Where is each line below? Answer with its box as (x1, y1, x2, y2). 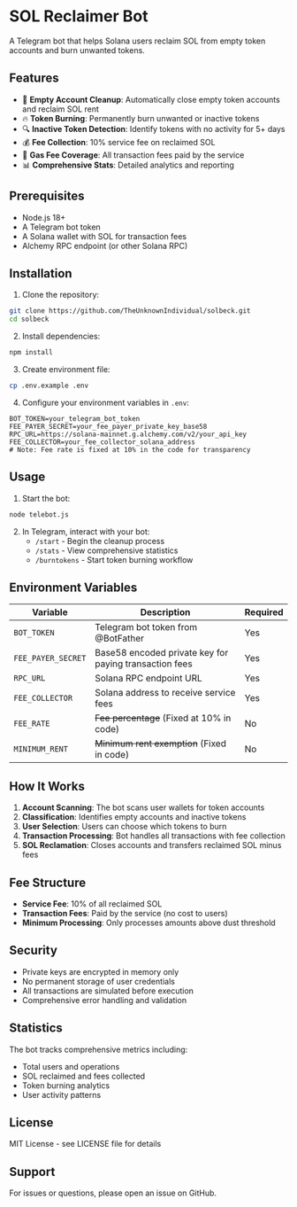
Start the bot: (21, 493, 71, 503)
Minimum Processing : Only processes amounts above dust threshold (21, 917, 276, 928)
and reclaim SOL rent (21, 104, 100, 114)
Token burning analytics (21, 1079, 110, 1091)
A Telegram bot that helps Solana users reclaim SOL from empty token (9, 35, 266, 46)
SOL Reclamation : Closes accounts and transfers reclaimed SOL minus (21, 840, 282, 851)
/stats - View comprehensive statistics (34, 545, 179, 556)
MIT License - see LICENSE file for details (9, 1139, 162, 1149)
